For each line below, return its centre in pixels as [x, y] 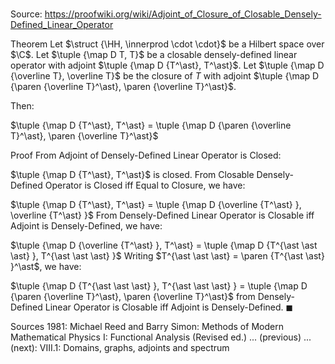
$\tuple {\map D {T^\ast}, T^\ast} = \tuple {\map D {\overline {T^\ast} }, [156, 205]
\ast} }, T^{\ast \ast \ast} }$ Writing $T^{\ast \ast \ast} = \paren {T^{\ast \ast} [167, 256]
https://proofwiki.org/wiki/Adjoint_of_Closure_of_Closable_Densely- [183, 14]
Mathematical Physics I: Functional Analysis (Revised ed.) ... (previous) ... [161, 337]
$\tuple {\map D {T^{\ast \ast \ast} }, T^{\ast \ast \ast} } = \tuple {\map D [159, 286]
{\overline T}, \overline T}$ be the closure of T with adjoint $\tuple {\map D [165, 76]
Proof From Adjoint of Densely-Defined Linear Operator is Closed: [146, 155]
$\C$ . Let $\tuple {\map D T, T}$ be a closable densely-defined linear [154, 55]
